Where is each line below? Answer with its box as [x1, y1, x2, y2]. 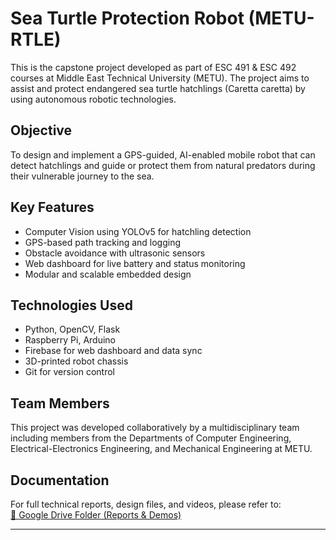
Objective [10, 122, 73, 139]
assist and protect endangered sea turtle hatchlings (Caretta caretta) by [10, 82, 306, 94]
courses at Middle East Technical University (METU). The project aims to [10, 72, 310, 84]
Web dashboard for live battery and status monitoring [24, 257, 246, 269]
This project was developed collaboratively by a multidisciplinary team [10, 422, 300, 434]
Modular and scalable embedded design [24, 268, 192, 280]
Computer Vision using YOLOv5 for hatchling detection [24, 225, 252, 237]
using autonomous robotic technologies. [10, 93, 177, 105]
